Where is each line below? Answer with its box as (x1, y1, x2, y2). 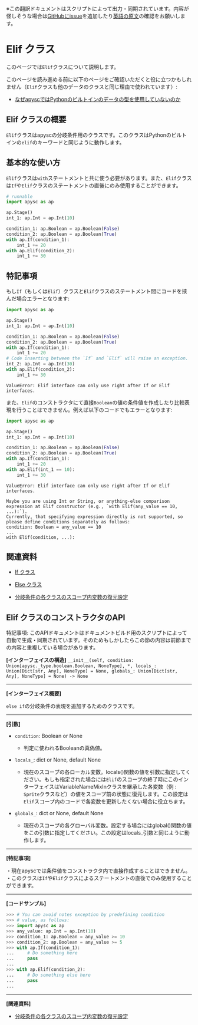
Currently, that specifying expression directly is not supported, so (6, 513, 183, 520)
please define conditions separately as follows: (6, 519, 131, 525)
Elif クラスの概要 (6, 114, 67, 125)
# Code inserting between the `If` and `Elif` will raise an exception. (6, 355, 189, 361)
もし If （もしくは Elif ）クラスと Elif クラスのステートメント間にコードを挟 (6, 288, 187, 295)
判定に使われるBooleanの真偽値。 (23, 744, 105, 752)
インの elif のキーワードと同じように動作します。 (6, 139, 125, 146)
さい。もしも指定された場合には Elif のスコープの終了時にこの (28, 776, 179, 783)
